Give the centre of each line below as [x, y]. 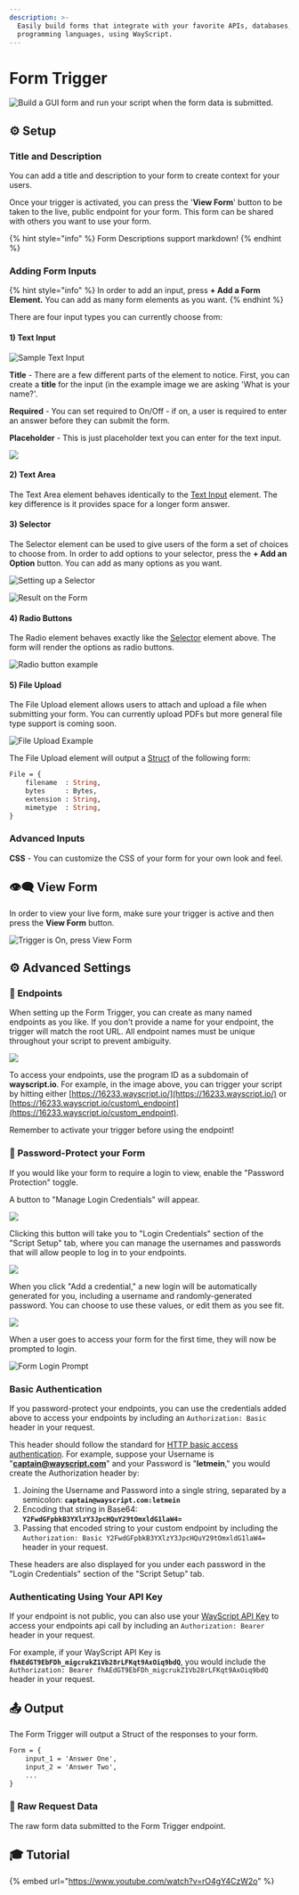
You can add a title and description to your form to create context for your [145, 176]
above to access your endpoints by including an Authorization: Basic [138, 1417]
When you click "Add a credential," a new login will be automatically [133, 1286]
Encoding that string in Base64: [80, 1509]
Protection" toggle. [44, 1182]
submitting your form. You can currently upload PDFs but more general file [146, 715]
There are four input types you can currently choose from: [116, 317]
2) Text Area [32, 475]
